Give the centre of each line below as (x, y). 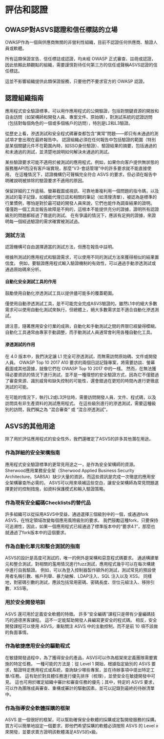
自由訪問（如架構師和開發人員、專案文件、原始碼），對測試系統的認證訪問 (79, 117)
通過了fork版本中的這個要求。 (39, 532)
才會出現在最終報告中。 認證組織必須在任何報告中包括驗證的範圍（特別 (85, 139)
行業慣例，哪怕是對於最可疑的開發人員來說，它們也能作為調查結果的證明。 (80, 203)
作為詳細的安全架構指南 (32, 453)
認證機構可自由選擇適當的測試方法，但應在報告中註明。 (61, 247)
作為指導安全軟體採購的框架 (38, 708)
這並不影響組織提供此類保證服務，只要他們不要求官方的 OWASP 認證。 (76, 81)
